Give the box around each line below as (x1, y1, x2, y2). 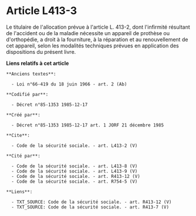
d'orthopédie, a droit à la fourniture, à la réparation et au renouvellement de (6, 36, 188, 43)
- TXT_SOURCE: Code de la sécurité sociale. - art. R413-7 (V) (11, 204, 169, 210)
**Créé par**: (6, 112, 41, 118)
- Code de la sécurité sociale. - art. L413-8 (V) (11, 163, 138, 169)
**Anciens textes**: (6, 71, 57, 77)
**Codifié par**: (6, 91, 49, 97)
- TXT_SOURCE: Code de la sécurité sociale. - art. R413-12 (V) (11, 199, 172, 205)
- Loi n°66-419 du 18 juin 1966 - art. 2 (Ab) (11, 81, 127, 87)
